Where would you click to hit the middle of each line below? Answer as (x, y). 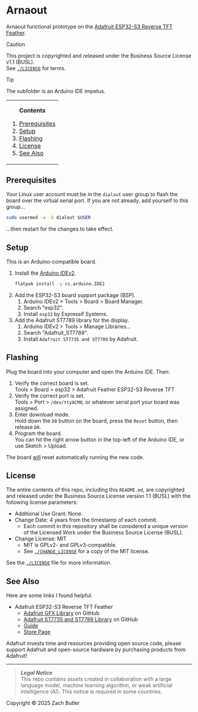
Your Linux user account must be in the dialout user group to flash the (92, 195)
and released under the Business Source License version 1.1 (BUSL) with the (98, 496)
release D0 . (28, 427)
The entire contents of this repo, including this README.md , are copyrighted (95, 490)
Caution (16, 44)
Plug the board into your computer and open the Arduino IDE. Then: (88, 371)
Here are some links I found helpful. (49, 595)
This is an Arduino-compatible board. (51, 261)
